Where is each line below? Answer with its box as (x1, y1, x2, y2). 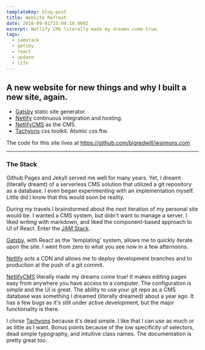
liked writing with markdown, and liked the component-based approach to (6, 218, 192, 225)
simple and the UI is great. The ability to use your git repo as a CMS (6, 285, 176, 293)
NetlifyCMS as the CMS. (15, 121, 76, 128)
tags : (6, 32, 20, 38)
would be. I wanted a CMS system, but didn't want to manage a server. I (6, 211, 187, 219)
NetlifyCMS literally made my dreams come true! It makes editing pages (6, 273, 187, 280)
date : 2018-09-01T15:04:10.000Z (6, 20, 88, 26)
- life (12, 60, 29, 66)
